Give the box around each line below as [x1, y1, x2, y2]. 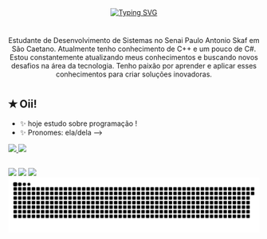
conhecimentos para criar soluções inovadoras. [55, 69, 213, 79]
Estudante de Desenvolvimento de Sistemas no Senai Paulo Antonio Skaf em [8, 36, 260, 45]
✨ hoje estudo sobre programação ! [19, 119, 138, 128]
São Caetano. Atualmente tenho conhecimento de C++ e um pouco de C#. [11, 44, 257, 54]
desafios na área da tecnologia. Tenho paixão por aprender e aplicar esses [10, 61, 257, 71]
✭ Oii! [8, 97, 37, 111]
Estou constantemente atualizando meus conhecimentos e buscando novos [9, 53, 259, 62]
